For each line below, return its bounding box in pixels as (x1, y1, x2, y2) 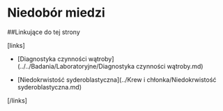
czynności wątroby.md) (135, 62, 203, 70)
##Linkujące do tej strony (7, 28, 80, 36)
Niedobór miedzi (7, 5, 106, 21)
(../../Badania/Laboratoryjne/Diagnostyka (17, 62, 134, 70)
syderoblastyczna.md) (17, 83, 82, 91)
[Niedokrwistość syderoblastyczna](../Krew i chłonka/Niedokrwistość (17, 75, 217, 84)
